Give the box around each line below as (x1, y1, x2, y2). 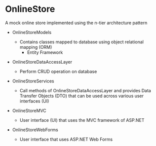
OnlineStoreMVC (12, 108, 47, 113)
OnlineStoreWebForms (12, 127, 58, 133)
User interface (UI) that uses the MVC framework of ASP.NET (19, 117, 145, 123)
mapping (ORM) (19, 44, 52, 50)
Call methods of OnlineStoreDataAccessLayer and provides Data (19, 87, 152, 93)
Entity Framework (27, 49, 63, 55)
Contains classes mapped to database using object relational (19, 38, 144, 45)
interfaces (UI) (19, 98, 49, 104)
